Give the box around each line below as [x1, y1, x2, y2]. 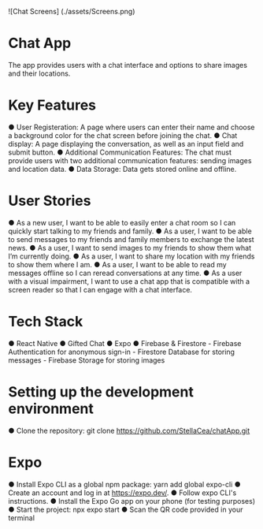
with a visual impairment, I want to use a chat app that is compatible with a [8, 276, 250, 286]
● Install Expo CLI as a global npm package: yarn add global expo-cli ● [8, 479, 242, 489]
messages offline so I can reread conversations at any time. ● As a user [8, 268, 243, 278]
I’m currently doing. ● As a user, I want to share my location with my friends [8, 251, 255, 261]
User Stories [8, 192, 91, 210]
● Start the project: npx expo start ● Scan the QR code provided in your [8, 505, 243, 514]
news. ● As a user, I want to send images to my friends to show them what [8, 243, 252, 252]
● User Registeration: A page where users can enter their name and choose [8, 122, 255, 132]
